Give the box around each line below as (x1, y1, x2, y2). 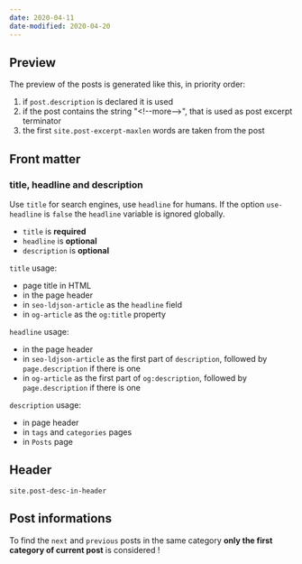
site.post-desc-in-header (9, 486, 106, 495)
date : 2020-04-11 (9, 13, 75, 23)
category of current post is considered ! (9, 544, 160, 555)
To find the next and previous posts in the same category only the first (9, 534, 273, 546)
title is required (22, 227, 87, 236)
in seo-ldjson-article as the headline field (22, 300, 183, 310)
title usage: (9, 263, 58, 273)
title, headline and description (9, 178, 143, 190)
